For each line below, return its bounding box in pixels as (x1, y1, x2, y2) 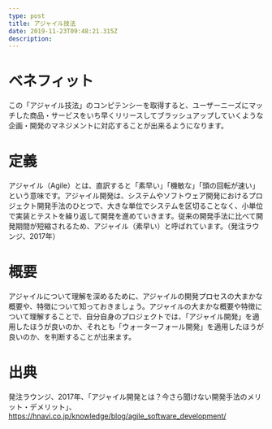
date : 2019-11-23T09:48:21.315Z (8, 27, 118, 35)
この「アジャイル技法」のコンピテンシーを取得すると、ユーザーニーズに (8, 101, 249, 110)
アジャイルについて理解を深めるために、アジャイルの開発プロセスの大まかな (8, 292, 263, 301)
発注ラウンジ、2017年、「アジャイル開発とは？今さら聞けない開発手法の (8, 392, 248, 401)
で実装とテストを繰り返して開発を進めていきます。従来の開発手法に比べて (8, 211, 257, 221)
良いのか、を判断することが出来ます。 (8, 332, 136, 342)
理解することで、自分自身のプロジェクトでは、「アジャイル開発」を (29, 312, 253, 322)
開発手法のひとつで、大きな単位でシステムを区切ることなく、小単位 (36, 201, 264, 211)
